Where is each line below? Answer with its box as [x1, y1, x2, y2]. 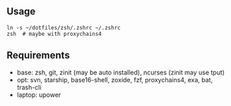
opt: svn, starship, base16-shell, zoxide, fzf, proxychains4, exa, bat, [16, 75, 213, 84]
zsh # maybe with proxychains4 [6, 30, 102, 37]
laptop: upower [16, 91, 61, 99]
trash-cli [16, 83, 42, 91]
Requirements [6, 49, 70, 62]
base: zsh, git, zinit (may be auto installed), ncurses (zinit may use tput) [16, 68, 225, 77]
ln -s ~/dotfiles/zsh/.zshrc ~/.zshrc [6, 24, 121, 31]
